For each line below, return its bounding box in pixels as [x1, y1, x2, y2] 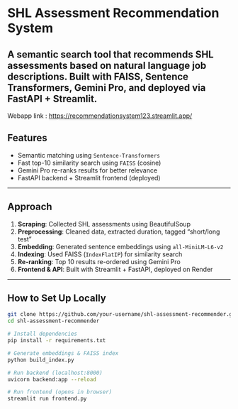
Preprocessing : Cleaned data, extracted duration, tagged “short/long [17, 227, 220, 236]
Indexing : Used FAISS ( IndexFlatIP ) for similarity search [17, 250, 183, 258]
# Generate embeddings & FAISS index [7, 349, 119, 356]
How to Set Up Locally [7, 293, 106, 305]
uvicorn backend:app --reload [7, 376, 97, 383]
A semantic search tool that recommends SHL [7, 48, 214, 60]
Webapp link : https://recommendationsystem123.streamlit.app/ [7, 111, 193, 120]
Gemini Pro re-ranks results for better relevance [17, 165, 158, 175]
